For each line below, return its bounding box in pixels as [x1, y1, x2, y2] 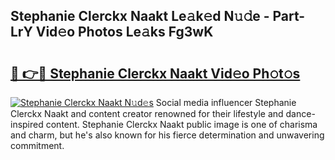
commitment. [10, 140, 65, 151]
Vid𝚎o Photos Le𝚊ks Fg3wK [35, 24, 214, 41]
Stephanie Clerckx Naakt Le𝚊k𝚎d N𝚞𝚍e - [10, 8, 270, 25]
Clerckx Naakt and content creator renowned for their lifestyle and [10, 108, 284, 119]
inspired [10, 119, 44, 130]
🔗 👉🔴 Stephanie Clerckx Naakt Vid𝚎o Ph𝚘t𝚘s [10, 65, 301, 82]
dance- [285, 108, 316, 119]
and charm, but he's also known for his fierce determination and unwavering [10, 129, 325, 141]
